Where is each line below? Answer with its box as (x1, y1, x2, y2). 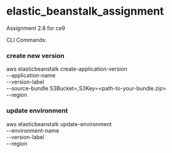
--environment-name (6, 127, 60, 134)
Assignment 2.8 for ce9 (6, 24, 65, 32)
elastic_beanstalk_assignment (6, 4, 164, 18)
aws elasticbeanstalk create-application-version (6, 65, 127, 73)
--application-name (6, 72, 56, 79)
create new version (6, 51, 65, 60)
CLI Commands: (6, 36, 47, 43)
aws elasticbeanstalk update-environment (6, 120, 112, 127)
